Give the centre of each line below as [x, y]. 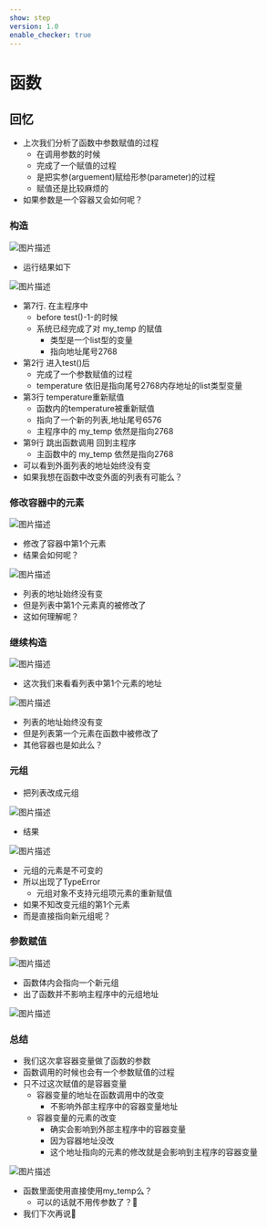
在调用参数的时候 [68, 154]
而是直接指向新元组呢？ [67, 916]
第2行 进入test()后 [56, 362]
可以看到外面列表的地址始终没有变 [87, 465]
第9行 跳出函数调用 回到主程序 [79, 442]
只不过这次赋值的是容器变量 [75, 1084]
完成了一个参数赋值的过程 [84, 374]
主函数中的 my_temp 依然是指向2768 [105, 453]
